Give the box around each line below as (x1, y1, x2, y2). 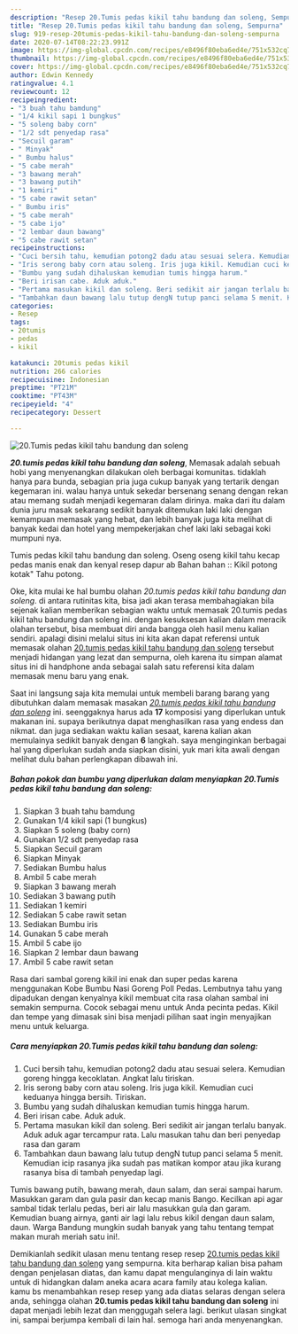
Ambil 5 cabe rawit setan (22, 956, 114, 967)
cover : (10, 63, 34, 72)
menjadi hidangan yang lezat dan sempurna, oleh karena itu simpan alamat (10, 651, 283, 662)
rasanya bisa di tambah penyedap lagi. (22, 1166, 164, 1177)
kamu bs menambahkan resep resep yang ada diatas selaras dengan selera (10, 1286, 286, 1297)
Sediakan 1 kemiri (22, 900, 88, 910)
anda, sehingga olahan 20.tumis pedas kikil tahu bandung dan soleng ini (10, 1295, 279, 1306)
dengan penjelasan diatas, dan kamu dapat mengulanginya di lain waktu (10, 1267, 273, 1277)
